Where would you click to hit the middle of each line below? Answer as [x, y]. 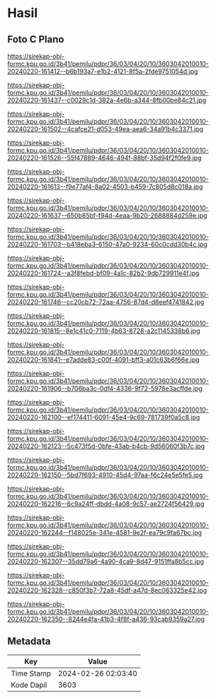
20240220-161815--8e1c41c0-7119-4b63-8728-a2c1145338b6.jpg [104, 331]
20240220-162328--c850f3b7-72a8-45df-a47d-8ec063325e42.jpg [107, 590]
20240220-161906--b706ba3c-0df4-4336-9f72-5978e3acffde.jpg [105, 389]
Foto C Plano [36, 39]
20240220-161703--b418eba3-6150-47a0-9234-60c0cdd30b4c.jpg [107, 244]
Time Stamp [31, 673]
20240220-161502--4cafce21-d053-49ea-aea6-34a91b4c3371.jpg [106, 129]
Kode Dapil [29, 685]
